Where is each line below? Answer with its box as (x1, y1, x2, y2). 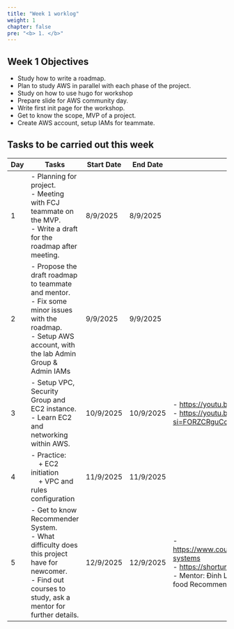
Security (31, 386, 58, 396)
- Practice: (31, 450, 67, 460)
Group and (31, 395, 66, 405)
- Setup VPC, (31, 377, 75, 387)
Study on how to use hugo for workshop (17, 89, 134, 98)
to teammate (31, 279, 72, 289)
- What (31, 531, 55, 541)
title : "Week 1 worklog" (7, 10, 79, 17)
